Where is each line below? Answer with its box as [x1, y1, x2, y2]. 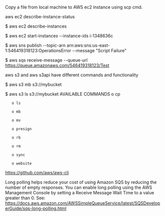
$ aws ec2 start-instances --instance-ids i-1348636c [5, 33, 113, 38]
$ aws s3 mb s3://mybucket [5, 81, 62, 87]
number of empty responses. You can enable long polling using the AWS [5, 184, 153, 190]
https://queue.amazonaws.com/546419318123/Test [5, 63, 109, 68]
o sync [11, 152, 26, 157]
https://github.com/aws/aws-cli [5, 170, 69, 176]
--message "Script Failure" [72, 48, 127, 53]
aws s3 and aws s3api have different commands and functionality [5, 72, 139, 78]
